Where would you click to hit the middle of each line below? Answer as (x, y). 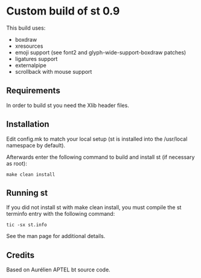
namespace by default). (36, 145)
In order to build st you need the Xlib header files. (68, 105)
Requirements (33, 91)
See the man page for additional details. (56, 236)
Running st (27, 192)
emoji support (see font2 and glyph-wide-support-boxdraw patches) (101, 52)
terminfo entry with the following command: (61, 214)
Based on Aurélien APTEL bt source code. (58, 270)
